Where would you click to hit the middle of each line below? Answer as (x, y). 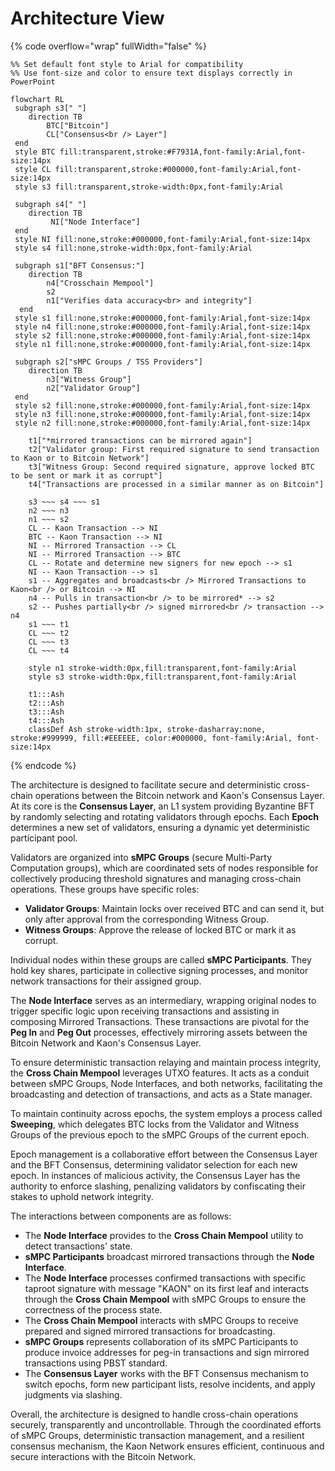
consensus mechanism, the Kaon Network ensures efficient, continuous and (167, 1446)
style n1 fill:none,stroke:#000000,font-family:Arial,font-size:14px (162, 344)
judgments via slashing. (73, 1394)
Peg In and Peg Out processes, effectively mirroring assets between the (159, 1032)
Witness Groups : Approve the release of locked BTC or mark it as (160, 929)
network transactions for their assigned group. (106, 981)
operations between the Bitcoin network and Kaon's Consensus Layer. (179, 795)
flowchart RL (37, 99)
